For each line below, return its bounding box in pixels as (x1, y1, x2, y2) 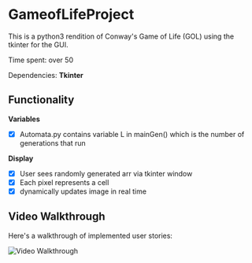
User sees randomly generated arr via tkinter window (19, 169, 193, 178)
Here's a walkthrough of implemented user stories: (8, 231, 173, 240)
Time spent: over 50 (8, 55, 73, 65)
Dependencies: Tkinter (8, 70, 84, 80)
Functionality (8, 93, 75, 107)
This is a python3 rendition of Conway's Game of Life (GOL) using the (8, 31, 235, 41)
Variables (8, 114, 41, 124)
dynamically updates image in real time (19, 187, 147, 196)
